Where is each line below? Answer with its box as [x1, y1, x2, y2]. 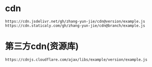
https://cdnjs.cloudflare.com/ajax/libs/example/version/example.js [5, 57, 148, 62]
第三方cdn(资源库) [5, 41, 79, 52]
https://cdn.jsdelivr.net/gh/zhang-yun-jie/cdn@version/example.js [5, 19, 146, 24]
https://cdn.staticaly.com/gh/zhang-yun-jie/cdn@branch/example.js [5, 23, 146, 28]
